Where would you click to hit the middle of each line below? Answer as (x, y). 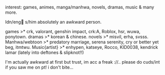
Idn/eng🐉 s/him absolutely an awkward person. (53, 22)
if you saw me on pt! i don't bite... (39, 67)
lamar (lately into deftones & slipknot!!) (45, 52)
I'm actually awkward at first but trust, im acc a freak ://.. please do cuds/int (82, 62)
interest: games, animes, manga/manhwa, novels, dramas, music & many (80, 7)
